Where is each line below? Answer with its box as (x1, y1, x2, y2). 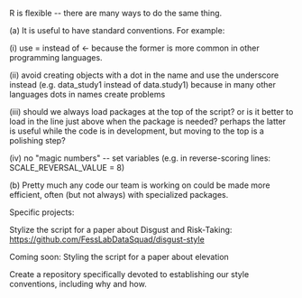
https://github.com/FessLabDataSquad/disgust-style (9, 234, 205, 245)
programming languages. (9, 52, 103, 62)
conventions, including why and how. (9, 279, 147, 289)
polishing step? (9, 135, 66, 145)
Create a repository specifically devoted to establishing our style (9, 269, 250, 279)
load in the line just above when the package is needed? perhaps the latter (9, 116, 287, 126)
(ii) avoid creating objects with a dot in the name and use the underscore (9, 70, 279, 80)
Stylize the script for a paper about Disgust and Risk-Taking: (9, 225, 233, 235)
